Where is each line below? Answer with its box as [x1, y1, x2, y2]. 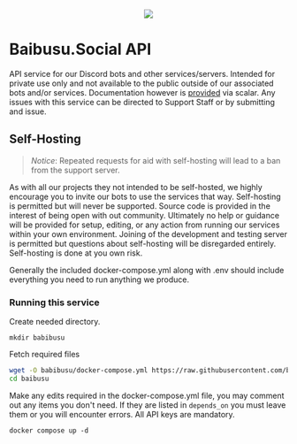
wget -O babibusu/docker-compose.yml [9, 366, 148, 375]
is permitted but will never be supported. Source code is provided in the [9, 200, 271, 211]
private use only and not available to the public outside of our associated [9, 78, 274, 88]
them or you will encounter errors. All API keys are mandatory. [9, 409, 236, 419]
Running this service [9, 296, 100, 309]
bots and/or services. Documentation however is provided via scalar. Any [9, 87, 276, 97]
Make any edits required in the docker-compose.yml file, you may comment [9, 390, 285, 401]
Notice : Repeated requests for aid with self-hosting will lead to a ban [30, 155, 281, 165]
